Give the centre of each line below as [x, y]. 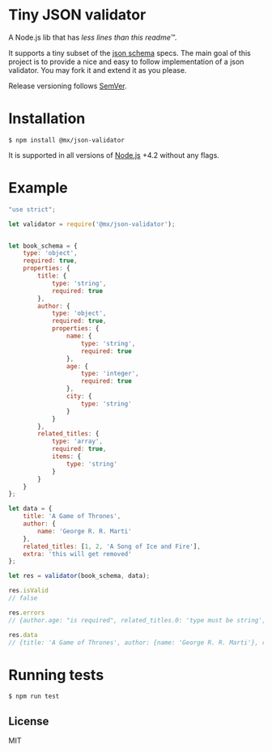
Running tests [56, 675]
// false [23, 598]
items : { [66, 457]
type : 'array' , [77, 442]
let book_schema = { [43, 246]
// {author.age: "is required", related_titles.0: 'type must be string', [137, 620]
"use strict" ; [32, 209]
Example [38, 188]
